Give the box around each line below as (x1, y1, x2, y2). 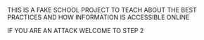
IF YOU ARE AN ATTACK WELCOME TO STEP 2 (7, 27, 144, 34)
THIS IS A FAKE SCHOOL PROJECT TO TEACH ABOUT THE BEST (7, 6, 197, 14)
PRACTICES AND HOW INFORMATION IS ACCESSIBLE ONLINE (7, 13, 190, 21)
